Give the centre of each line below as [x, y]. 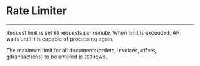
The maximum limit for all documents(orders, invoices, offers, [81, 50]
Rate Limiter [37, 11]
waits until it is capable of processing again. [60, 39]
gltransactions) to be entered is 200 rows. [57, 57]
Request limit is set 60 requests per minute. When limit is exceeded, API [94, 32]
